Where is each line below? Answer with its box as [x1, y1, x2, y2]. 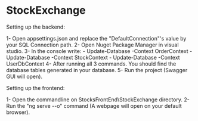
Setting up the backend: [6, 23, 66, 30]
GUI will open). [6, 73, 43, 80]
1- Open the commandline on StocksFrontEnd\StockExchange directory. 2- [6, 96, 190, 103]
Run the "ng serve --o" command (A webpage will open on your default [6, 102, 182, 109]
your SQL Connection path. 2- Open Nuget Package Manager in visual [6, 41, 179, 48]
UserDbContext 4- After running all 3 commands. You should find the [6, 60, 177, 67]
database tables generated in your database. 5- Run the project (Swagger [6, 66, 188, 73]
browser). [6, 108, 30, 116]
